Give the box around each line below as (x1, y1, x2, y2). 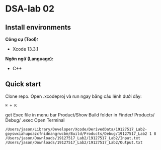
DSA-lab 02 (5, 3, 54, 15)
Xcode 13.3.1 (12, 46, 39, 52)
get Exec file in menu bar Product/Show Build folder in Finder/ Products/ (5, 111, 155, 118)
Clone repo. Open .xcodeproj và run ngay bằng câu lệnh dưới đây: (5, 93, 142, 99)
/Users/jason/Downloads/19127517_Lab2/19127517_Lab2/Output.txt (5, 140, 143, 145)
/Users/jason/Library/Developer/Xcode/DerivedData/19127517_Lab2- (5, 126, 147, 132)
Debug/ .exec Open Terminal (5, 117, 65, 123)
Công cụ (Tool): (5, 36, 39, 42)
